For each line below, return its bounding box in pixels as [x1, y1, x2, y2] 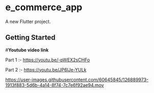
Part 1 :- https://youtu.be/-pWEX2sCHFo [5, 57, 91, 63]
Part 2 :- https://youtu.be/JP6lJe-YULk [5, 66, 87, 73]
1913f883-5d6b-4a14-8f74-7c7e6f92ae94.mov [5, 82, 104, 88]
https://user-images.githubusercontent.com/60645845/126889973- [5, 76, 149, 83]
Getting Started [5, 33, 56, 42]
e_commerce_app [5, 2, 83, 13]
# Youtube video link [5, 46, 49, 53]
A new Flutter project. [5, 18, 51, 25]
